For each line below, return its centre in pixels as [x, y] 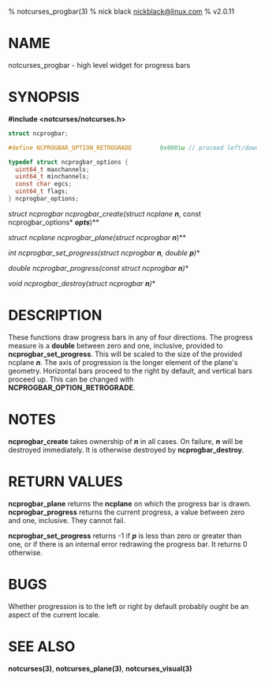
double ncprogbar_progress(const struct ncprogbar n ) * [99, 268]
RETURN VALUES [66, 482]
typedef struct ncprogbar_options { [68, 162]
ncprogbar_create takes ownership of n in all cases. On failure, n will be [125, 441]
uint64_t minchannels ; [52, 177]
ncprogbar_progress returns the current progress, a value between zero [127, 512]
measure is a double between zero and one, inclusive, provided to [116, 345]
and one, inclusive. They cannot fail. [67, 520]
